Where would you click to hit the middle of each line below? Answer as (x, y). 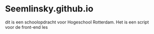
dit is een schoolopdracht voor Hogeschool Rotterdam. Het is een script (77, 22)
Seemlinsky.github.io (49, 9)
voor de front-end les (26, 27)
